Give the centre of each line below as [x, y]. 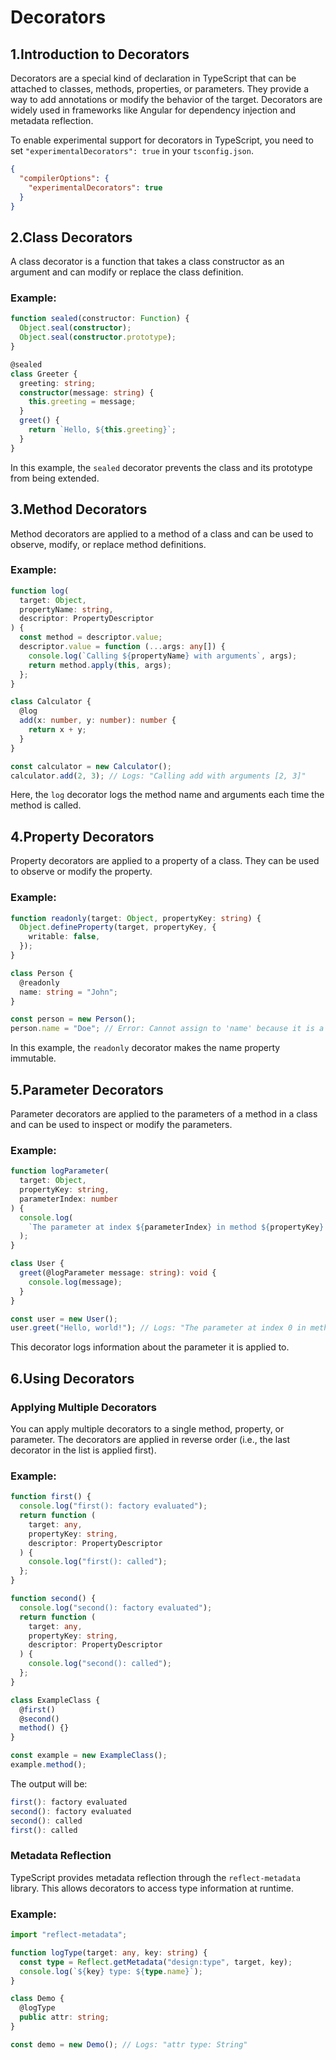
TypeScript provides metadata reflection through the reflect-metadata [155, 1877]
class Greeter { [44, 374]
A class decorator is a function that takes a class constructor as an [147, 262]
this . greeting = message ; [82, 402]
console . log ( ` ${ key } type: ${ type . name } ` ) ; [111, 1971]
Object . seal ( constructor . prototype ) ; [98, 337]
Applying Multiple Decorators [83, 1407]
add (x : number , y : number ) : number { [98, 721]
